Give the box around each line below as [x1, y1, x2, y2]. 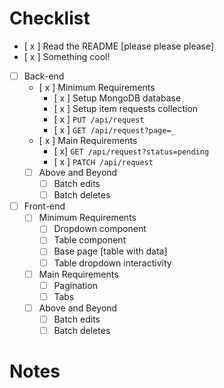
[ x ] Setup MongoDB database [53, 92, 182, 104]
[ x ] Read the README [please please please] [23, 40, 215, 52]
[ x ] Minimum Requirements [38, 82, 156, 93]
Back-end [23, 70, 65, 82]
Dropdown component [53, 223, 147, 235]
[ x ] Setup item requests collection [53, 103, 199, 114]
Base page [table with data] [53, 245, 168, 257]
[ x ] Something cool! [23, 50, 111, 62]
